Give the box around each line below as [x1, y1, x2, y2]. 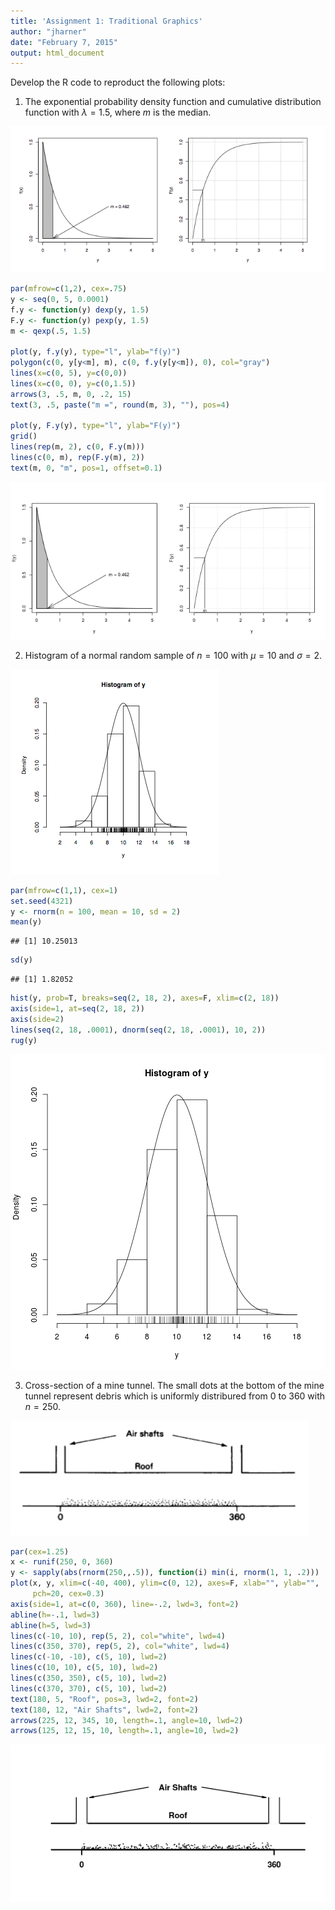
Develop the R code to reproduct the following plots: [10, 76, 226, 89]
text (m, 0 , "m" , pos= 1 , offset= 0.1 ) [10, 463, 163, 473]
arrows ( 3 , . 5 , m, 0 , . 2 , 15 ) [10, 389, 132, 399]
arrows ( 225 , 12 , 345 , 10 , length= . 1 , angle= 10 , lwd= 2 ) [10, 1715, 244, 1725]
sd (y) [10, 955, 33, 965]
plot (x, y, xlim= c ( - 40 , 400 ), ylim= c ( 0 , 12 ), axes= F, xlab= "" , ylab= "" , [10, 1578, 320, 1589]
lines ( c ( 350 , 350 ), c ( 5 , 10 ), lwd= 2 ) [10, 1673, 168, 1684]
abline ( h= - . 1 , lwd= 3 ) [10, 1610, 101, 1620]
